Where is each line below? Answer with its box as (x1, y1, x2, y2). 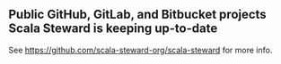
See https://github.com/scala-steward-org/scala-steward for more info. (8, 44, 273, 55)
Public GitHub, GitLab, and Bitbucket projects (8, 7, 267, 22)
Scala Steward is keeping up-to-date (8, 21, 218, 36)
